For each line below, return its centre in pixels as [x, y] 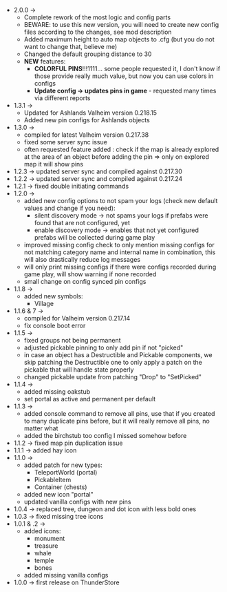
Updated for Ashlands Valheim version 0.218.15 [90, 113]
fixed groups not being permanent [73, 340]
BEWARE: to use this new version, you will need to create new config [121, 25]
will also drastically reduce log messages [82, 259]
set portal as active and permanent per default [90, 399]
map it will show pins [54, 164]
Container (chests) [61, 487]
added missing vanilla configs [66, 575]
